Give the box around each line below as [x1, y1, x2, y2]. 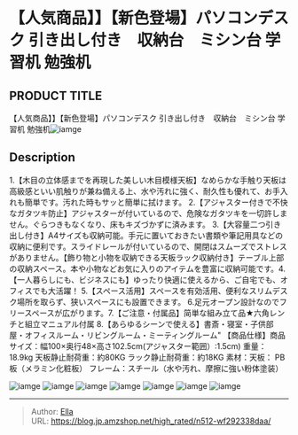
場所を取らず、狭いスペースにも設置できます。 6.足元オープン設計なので [16, 296, 279, 307]
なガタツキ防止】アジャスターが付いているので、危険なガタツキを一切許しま [9, 207, 288, 218]
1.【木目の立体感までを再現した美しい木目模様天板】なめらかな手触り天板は [9, 175, 286, 185]
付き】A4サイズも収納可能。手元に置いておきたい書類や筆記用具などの [24, 229, 284, 240]
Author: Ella [30, 406, 74, 416]
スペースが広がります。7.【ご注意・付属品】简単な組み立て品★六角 [24, 307, 271, 318]
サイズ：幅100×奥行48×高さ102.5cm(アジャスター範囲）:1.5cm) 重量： [9, 340, 267, 351]
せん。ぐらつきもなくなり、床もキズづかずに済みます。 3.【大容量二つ [9, 219, 266, 229]
